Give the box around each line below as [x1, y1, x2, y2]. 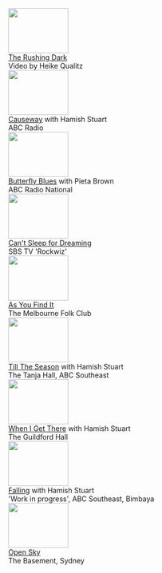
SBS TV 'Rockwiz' [8, 247, 68, 256]
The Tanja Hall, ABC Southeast [8, 370, 109, 380]
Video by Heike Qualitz [8, 61, 84, 70]
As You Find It [8, 300, 54, 310]
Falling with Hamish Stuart [8, 486, 94, 495]
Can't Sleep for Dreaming [8, 239, 92, 247]
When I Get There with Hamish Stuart [8, 424, 131, 433]
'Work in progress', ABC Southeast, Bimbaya [8, 494, 155, 504]
